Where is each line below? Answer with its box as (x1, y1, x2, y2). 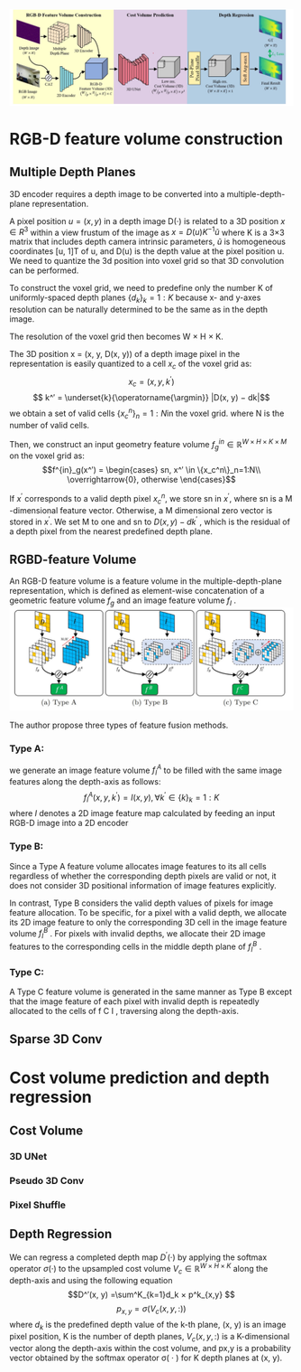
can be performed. (9, 265, 79, 276)
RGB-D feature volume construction (9, 128, 284, 149)
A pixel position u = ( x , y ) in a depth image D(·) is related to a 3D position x (9, 215, 286, 226)
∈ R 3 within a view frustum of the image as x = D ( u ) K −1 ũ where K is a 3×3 (9, 225, 286, 238)
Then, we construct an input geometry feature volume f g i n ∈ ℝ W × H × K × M (9, 437, 287, 452)
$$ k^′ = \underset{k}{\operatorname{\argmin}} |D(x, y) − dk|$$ (32, 392, 270, 403)
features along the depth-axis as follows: (9, 775, 161, 786)
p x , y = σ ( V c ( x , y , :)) (116, 1302, 187, 1316)
